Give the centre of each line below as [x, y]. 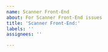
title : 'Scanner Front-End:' [43, 23]
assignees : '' [24, 34]
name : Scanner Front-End [38, 12]
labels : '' [20, 29]
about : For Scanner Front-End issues [54, 18]
